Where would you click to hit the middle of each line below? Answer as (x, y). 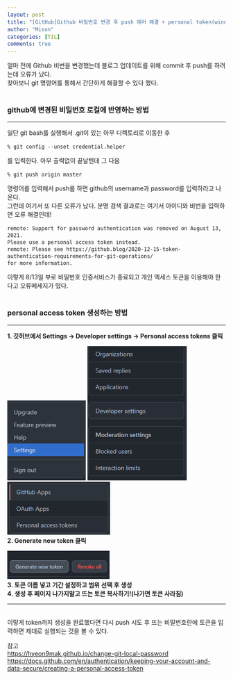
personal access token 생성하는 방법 (68, 313)
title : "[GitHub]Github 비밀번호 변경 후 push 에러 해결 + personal (100, 22)
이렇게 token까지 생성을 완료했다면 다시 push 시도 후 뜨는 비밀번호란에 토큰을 (112, 622)
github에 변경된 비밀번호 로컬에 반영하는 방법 (78, 110)
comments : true (29, 44)
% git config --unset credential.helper (67, 147)
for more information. (40, 263)
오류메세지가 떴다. (44, 286)
